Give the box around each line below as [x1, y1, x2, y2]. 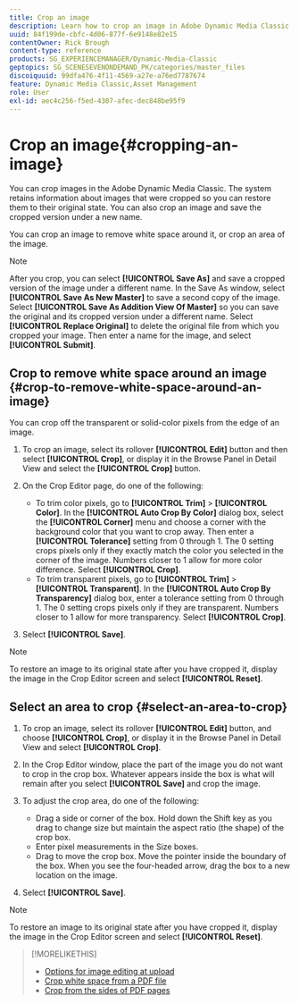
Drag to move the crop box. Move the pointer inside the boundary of [35, 850, 287, 861]
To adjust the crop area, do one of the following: [21, 795, 199, 806]
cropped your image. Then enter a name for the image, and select [9, 330, 252, 341]
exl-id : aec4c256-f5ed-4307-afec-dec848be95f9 [9, 96, 186, 105]
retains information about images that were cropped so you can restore [9, 193, 271, 204]
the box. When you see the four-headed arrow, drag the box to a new [35, 860, 290, 871]
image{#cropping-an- [72, 135, 239, 155]
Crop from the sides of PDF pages [44, 984, 170, 995]
